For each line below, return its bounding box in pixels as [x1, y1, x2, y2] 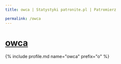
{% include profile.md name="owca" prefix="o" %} [5, 54, 110, 60]
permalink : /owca [5, 16, 41, 21]
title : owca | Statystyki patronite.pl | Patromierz [5, 7, 117, 12]
